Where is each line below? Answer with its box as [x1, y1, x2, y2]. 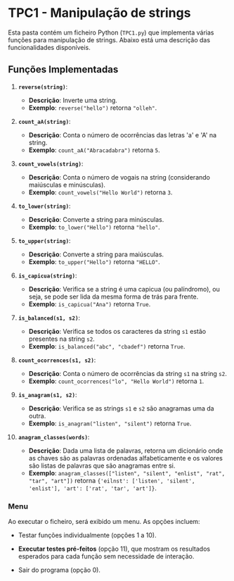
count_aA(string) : [18, 117, 71, 125]
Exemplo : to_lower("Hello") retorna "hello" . [28, 223, 160, 231]
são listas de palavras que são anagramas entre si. [28, 461, 176, 470]
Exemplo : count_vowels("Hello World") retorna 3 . [28, 188, 173, 196]
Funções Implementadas [8, 63, 119, 75]
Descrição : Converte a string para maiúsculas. [28, 250, 164, 258]
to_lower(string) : [18, 201, 71, 210]
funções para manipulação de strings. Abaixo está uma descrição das [8, 35, 210, 44]
